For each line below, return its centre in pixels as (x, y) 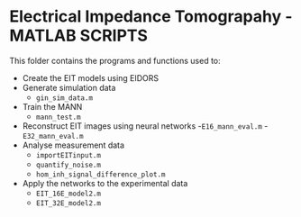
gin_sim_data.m (64, 98)
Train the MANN (52, 106)
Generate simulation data (69, 87)
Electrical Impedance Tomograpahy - (151, 17)
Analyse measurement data (73, 145)
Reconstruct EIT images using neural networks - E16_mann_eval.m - (145, 126)
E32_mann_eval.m (53, 136)
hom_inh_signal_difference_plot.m (100, 174)
